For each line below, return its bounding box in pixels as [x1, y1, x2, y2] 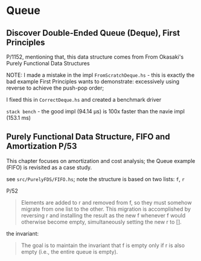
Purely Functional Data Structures [6, 60, 90, 67]
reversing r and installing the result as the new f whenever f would [21, 211, 186, 219]
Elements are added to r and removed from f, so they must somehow [21, 199, 192, 206]
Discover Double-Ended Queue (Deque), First [6, 28, 180, 38]
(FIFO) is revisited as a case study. [6, 164, 92, 171]
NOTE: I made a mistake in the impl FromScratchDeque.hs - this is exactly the [6, 71, 195, 79]
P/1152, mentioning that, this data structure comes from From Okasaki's [6, 53, 184, 61]
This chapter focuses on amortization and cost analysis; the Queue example [6, 157, 196, 164]
